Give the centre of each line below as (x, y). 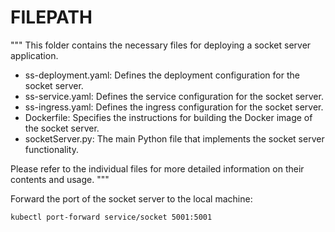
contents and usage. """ (60, 179)
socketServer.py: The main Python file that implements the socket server (174, 138)
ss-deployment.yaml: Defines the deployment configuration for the (162, 75)
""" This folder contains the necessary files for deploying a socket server (161, 45)
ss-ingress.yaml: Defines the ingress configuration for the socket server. (174, 107)
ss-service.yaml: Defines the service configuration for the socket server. (174, 96)
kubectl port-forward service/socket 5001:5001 (111, 217)
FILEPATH (51, 17)
